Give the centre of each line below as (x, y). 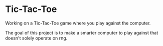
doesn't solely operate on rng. (36, 38)
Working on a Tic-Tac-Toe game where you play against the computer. (78, 23)
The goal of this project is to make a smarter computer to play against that (82, 32)
